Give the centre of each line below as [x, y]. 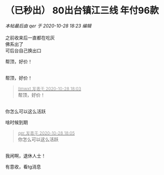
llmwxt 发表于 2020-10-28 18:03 [49, 89]
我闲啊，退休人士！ [26, 155]
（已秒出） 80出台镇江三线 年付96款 [82, 11]
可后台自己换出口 [23, 50]
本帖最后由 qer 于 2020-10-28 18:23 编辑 [48, 26]
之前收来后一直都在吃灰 [30, 38]
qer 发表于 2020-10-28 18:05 [46, 133]
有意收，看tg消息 [23, 167]
